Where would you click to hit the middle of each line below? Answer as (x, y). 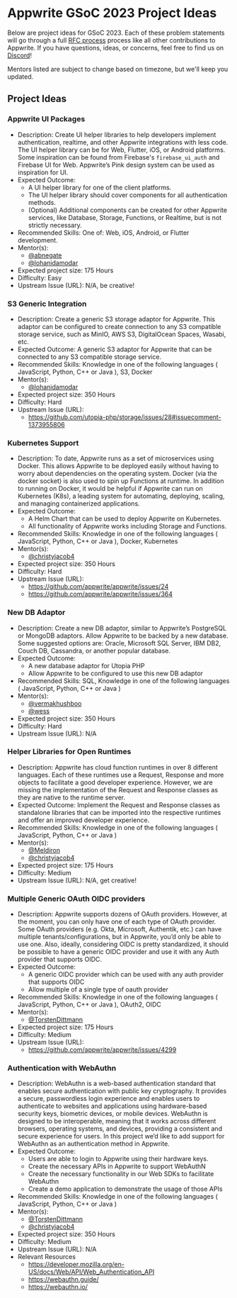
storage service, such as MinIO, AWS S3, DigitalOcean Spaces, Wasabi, (122, 334)
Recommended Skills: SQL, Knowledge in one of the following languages (123, 681)
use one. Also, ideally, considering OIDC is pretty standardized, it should (123, 944)
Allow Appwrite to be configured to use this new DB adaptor (116, 673)
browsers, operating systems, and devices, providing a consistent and (120, 1128)
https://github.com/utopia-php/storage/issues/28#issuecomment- (125, 417)
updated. (21, 77)
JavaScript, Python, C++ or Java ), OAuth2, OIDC (89, 1004)
